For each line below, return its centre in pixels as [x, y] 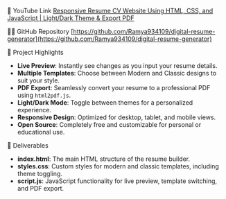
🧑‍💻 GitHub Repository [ [40, 32]
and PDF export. [41, 188]
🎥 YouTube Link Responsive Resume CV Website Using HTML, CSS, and [110, 11]
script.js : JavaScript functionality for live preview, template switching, [117, 181]
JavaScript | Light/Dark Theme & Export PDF [71, 18]
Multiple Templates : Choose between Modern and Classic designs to [117, 73]
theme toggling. [40, 174]
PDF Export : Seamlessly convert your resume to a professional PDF [114, 88]
